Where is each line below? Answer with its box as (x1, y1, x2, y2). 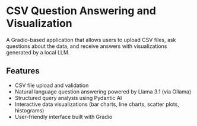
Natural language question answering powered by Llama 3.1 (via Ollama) (14, 88, 192, 95)
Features (6, 66, 40, 76)
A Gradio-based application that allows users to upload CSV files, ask (6, 36, 176, 43)
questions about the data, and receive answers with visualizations (6, 43, 167, 50)
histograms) (14, 106, 45, 114)
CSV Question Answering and (6, 4, 156, 18)
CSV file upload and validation (14, 82, 89, 89)
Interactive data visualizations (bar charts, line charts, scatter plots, (14, 101, 180, 108)
